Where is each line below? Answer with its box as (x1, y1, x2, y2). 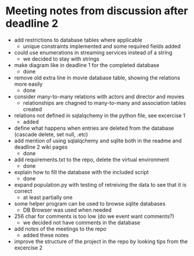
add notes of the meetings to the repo (14, 225, 107, 232)
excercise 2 (14, 244, 43, 251)
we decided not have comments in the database (22, 219, 140, 226)
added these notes (22, 231, 69, 238)
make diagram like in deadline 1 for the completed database (14, 61, 160, 69)
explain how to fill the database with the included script (14, 168, 149, 175)
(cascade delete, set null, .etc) (14, 130, 88, 137)
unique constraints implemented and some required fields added (22, 43, 181, 50)
